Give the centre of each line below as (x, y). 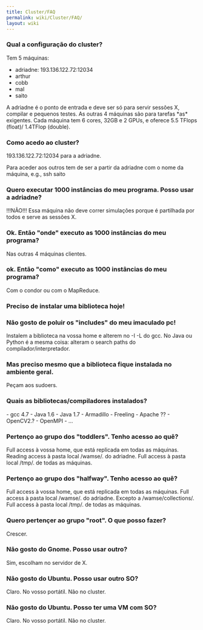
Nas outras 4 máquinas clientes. (46, 254)
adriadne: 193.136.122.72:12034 (54, 69)
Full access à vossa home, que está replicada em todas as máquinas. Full (98, 492)
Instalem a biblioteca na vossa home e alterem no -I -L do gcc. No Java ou (99, 336)
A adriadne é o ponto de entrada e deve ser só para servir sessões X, (93, 107)
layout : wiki (23, 23)
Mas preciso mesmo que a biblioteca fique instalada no (89, 364)
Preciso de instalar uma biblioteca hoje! (66, 306)
